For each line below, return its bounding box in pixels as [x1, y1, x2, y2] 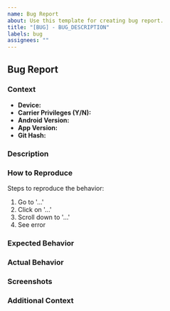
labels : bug [7, 30, 43, 38]
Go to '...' [17, 198, 44, 206]
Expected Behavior [7, 238, 75, 248]
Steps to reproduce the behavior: [7, 184, 105, 193]
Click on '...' [17, 206, 52, 214]
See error [17, 221, 46, 229]
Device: [17, 100, 41, 109]
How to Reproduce [7, 168, 73, 178]
